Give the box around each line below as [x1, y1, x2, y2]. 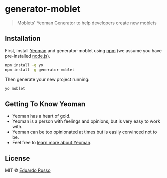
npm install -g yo [5, 62, 43, 68]
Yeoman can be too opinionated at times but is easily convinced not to [12, 129, 157, 135]
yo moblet [5, 86, 26, 91]
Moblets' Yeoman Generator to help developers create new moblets [17, 20, 157, 26]
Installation [5, 34, 41, 43]
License [5, 154, 30, 163]
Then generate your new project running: [5, 76, 90, 82]
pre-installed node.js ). [5, 53, 51, 59]
